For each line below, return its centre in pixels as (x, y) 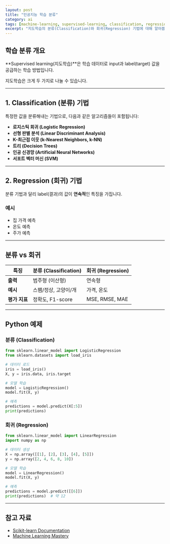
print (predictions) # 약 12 (35, 496)
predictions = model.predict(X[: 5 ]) (44, 406)
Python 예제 (24, 324)
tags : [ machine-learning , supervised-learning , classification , (74, 24)
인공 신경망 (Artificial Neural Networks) (54, 152)
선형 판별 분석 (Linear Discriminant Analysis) (59, 133)
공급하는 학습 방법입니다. (30, 70)
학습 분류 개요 (25, 50)
